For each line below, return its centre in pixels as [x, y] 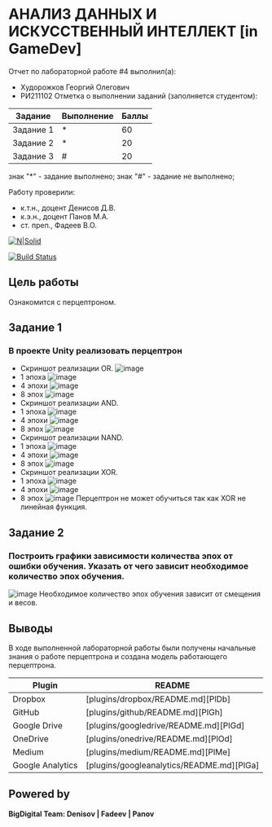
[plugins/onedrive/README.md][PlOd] [159, 738]
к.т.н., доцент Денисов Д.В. [68, 208]
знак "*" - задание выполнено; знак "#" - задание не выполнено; [121, 176]
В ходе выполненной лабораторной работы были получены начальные [132, 648]
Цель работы [44, 282]
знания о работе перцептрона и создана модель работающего [118, 656]
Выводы [31, 628]
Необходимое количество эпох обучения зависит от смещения [150, 594]
